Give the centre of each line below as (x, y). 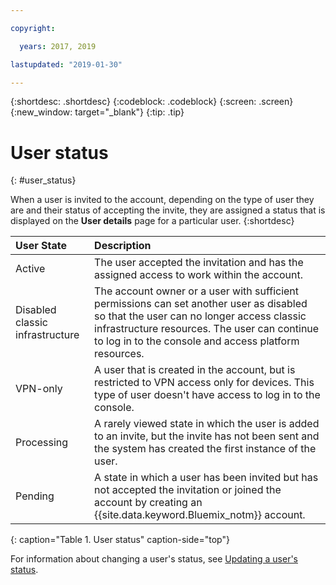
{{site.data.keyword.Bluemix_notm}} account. (200, 515)
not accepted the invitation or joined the (188, 490)
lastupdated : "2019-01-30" (66, 64)
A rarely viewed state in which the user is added (207, 424)
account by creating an (148, 503)
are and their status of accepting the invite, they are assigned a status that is (168, 210)
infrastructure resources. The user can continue (207, 329)
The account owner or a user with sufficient (197, 291)
